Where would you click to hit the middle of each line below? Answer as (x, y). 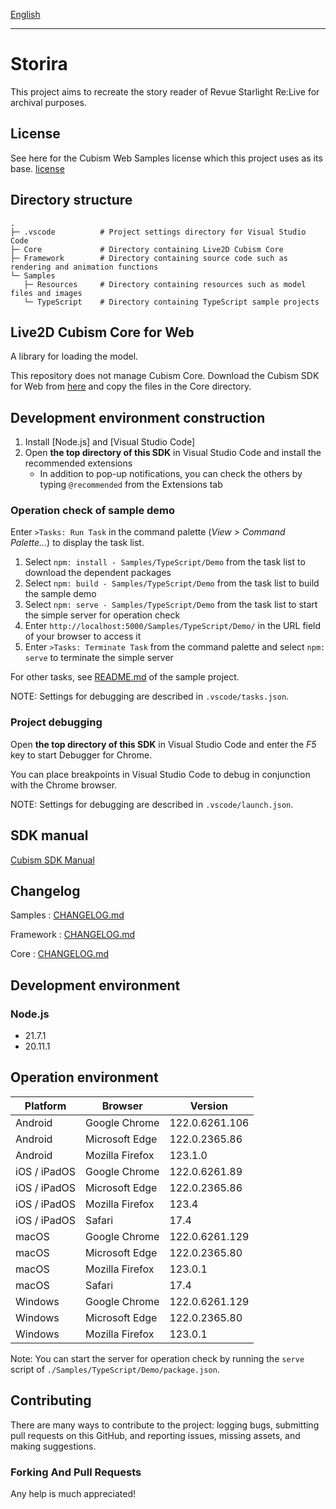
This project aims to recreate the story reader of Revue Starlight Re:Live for (165, 91)
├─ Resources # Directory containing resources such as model (165, 284)
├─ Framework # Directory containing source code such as (149, 258)
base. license (37, 168)
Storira (39, 64)
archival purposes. (48, 102)
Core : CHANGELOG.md (59, 954)
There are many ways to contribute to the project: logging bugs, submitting (165, 1425)
